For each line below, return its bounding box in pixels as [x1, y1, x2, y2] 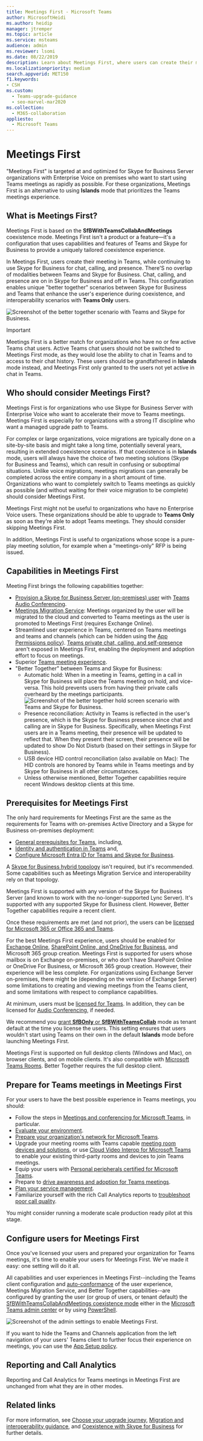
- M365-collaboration [11, 110, 66, 116]
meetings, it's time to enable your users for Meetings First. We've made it [6, 1256, 188, 1263]
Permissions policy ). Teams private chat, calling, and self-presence [14, 639, 183, 646]
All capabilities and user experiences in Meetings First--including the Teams [6, 1274, 196, 1281]
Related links [6, 1400, 56, 1411]
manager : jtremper [6, 25, 53, 32]
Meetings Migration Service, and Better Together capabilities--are [6, 1287, 170, 1294]
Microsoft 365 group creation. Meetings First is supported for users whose [6, 950, 192, 957]
